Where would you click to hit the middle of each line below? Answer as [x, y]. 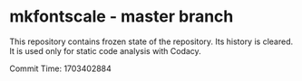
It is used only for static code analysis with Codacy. [105, 50]
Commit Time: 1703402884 [60, 68]
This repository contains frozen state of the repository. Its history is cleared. [151, 41]
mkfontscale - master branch [122, 17]
